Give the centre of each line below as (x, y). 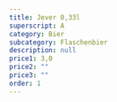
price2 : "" (29, 67)
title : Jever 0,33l (45, 17)
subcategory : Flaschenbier (58, 42)
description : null (43, 51)
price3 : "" (29, 75)
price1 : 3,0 (31, 59)
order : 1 (25, 83)
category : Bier (37, 34)
